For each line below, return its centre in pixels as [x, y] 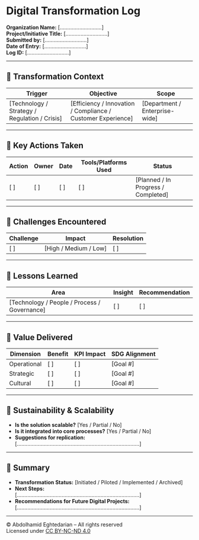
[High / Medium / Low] [76, 248]
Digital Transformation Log [73, 11]
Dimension [25, 354]
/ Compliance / [91, 111]
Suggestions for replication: [50, 437]
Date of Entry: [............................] [47, 46]
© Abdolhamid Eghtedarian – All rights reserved [65, 524]
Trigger [37, 93]
